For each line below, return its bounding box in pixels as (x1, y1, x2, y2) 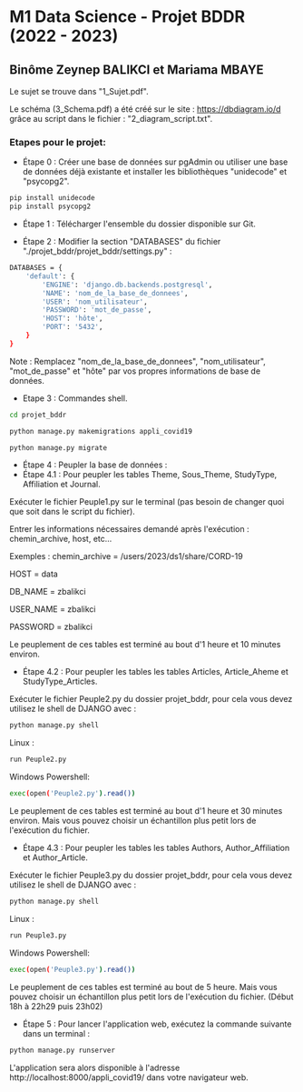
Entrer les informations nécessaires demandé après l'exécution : (9, 524, 249, 535)
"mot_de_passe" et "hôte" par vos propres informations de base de (9, 366, 261, 376)
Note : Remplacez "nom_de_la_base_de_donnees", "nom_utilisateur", (9, 356, 266, 366)
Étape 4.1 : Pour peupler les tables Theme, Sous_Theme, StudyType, (22, 469, 278, 480)
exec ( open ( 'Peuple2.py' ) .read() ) (9, 789, 136, 798)
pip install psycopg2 (9, 202, 92, 211)
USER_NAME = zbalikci (9, 604, 96, 615)
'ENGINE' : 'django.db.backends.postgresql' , (42, 280, 213, 289)
